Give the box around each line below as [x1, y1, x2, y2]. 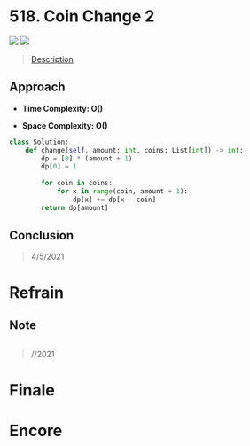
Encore [9, 420, 63, 441]
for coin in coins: [41, 179, 113, 188]
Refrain [9, 282, 65, 302]
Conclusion [9, 228, 74, 243]
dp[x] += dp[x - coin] [72, 195, 157, 204]
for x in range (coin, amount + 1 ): [56, 187, 189, 196]
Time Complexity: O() [21, 103, 104, 113]
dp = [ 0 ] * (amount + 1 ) [41, 153, 133, 163]
